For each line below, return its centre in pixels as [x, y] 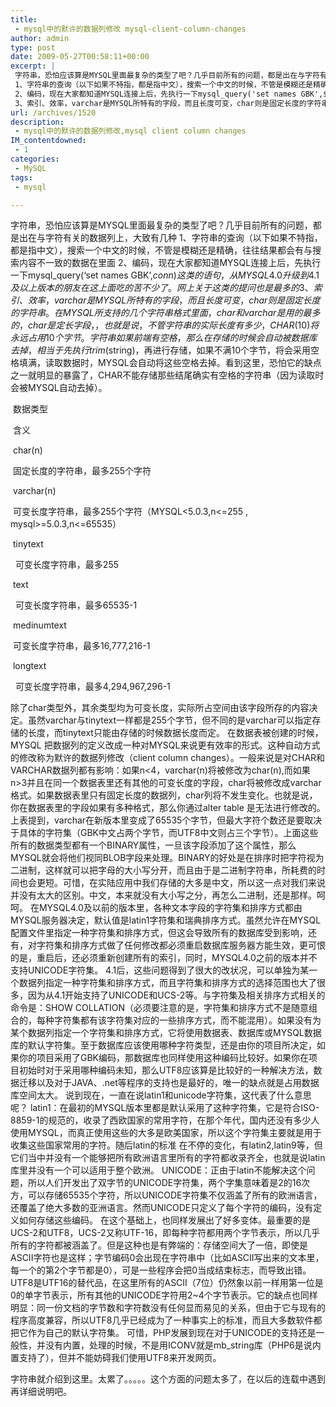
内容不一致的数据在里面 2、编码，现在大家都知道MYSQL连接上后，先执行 [170, 263]
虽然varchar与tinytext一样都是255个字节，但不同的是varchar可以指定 [170, 720]
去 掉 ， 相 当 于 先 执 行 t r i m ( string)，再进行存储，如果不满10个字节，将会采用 [161, 350]
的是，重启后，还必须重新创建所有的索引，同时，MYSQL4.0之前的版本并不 [164, 958]
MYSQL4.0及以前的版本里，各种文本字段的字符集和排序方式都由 [170, 908]
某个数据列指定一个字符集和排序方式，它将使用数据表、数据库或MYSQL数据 [166, 1033]
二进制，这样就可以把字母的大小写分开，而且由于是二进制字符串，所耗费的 [163, 870]
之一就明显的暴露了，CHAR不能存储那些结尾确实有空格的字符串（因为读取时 [167, 375]
